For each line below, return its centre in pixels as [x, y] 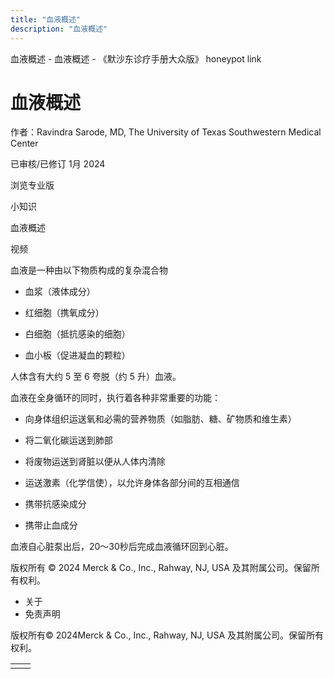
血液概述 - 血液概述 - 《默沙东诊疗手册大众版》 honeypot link [136, 58]
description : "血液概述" [59, 29]
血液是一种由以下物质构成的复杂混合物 [89, 270]
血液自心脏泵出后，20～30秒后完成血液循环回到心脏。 [122, 547]
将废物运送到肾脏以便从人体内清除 [95, 462]
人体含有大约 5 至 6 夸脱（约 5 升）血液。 [96, 377]
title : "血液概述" [46, 19]
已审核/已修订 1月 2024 [58, 164]
